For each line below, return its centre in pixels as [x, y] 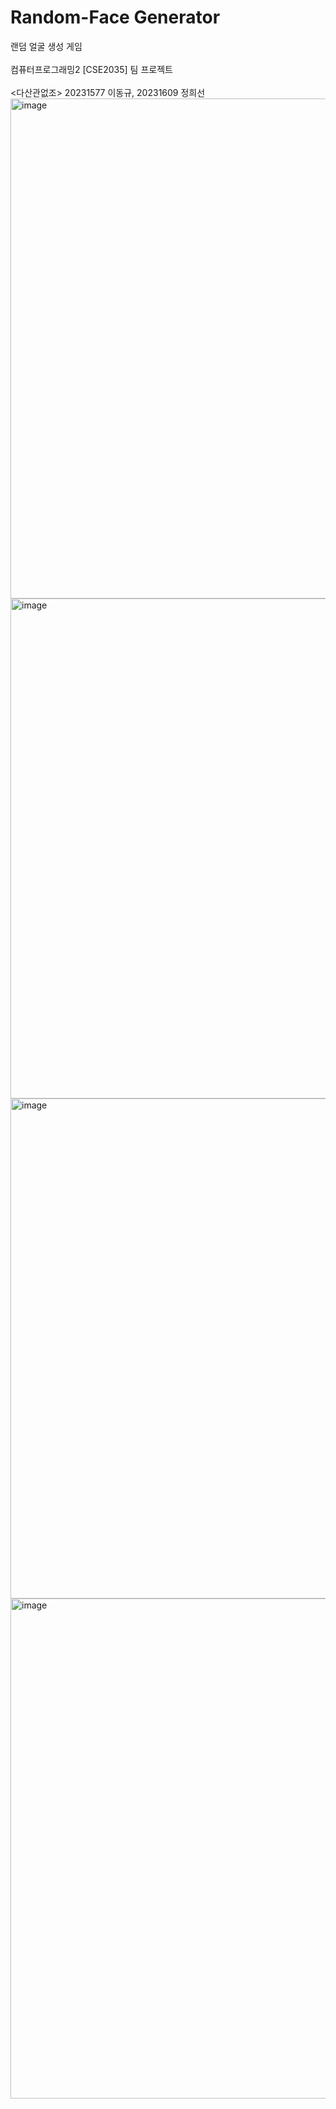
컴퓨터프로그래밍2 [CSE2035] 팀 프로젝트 [91, 69]
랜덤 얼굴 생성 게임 [46, 46]
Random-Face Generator [115, 17]
